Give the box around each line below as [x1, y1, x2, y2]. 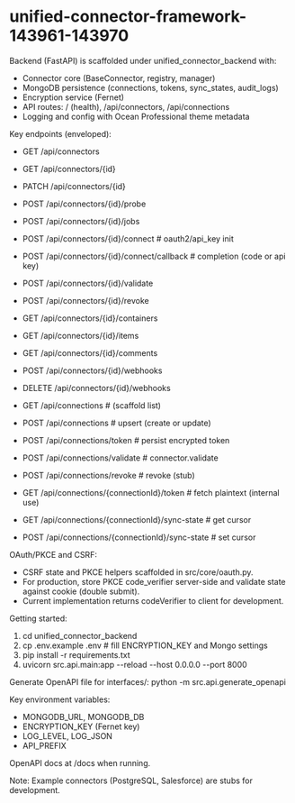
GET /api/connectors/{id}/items [22, 330, 139, 341]
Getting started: [9, 613, 67, 624]
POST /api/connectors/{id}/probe [22, 198, 147, 209]
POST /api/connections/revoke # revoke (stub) [22, 470, 195, 480]
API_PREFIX [22, 740, 67, 751]
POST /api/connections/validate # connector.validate [22, 452, 219, 463]
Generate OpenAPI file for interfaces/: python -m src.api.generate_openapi [9, 676, 286, 687]
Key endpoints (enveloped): [9, 128, 112, 139]
